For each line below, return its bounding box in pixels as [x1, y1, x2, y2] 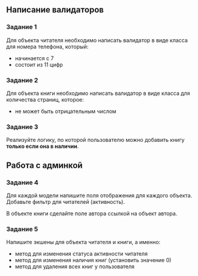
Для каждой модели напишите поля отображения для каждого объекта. [6, 192, 193, 199]
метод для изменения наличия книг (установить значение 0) [14, 257, 172, 264]
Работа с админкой [6, 160, 83, 170]
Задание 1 [6, 23, 37, 31]
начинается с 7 [14, 54, 54, 62]
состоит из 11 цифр [14, 61, 63, 68]
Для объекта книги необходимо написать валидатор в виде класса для [6, 90, 190, 97]
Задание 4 [6, 178, 39, 186]
